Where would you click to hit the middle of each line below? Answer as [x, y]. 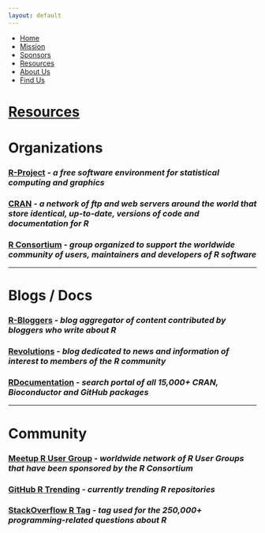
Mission [32, 46]
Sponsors [35, 54]
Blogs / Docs [50, 296]
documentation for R [49, 223]
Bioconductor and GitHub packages [78, 392]
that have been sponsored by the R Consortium [101, 468]
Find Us [32, 80]
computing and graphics [56, 182]
